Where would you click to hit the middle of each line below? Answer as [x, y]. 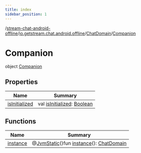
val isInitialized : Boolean [65, 104]
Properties [21, 82]
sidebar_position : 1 [26, 14]
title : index [18, 10]
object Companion [24, 66]
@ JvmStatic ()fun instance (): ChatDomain [79, 143]
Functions [21, 121]
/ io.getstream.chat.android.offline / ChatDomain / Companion [77, 33]
